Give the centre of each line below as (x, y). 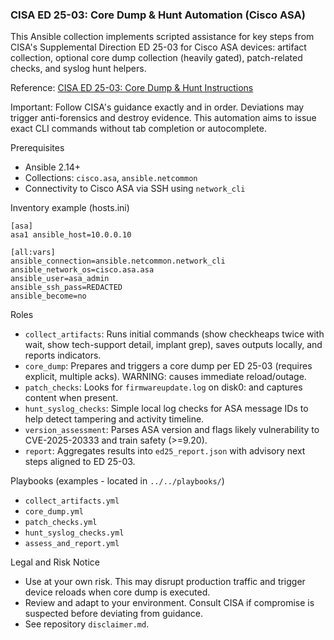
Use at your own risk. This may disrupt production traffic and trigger (165, 582)
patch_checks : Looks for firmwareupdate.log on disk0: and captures (163, 387)
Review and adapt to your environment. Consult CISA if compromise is (169, 603)
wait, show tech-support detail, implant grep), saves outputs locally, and (173, 345)
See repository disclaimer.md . (87, 624)
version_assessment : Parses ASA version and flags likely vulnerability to (172, 430)
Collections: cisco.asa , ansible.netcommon (111, 178)
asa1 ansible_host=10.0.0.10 (71, 235)
